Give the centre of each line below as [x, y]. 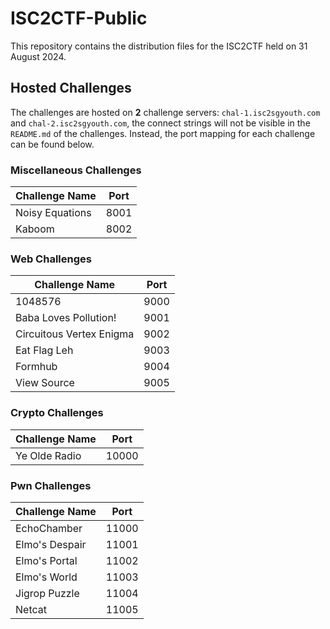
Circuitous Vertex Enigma [75, 334]
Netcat [31, 609]
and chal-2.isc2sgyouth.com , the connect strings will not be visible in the [160, 123]
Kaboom [35, 229]
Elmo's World [46, 577]
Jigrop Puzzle [47, 593]
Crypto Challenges [57, 413]
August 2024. [38, 56]
